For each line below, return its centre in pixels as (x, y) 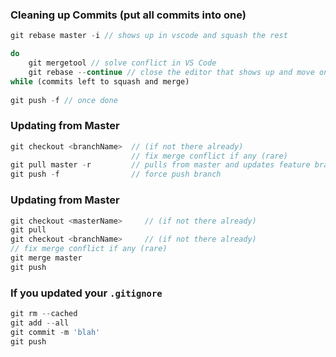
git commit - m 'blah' (55, 332)
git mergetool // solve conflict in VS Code (122, 63)
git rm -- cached (44, 314)
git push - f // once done (64, 100)
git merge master (46, 258)
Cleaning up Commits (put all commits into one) (128, 15)
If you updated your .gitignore (86, 293)
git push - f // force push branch (116, 174)
